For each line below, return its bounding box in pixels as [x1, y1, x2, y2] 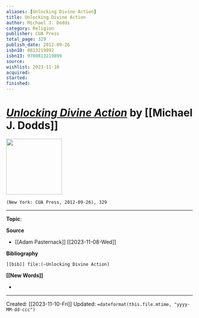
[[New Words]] [6, 272, 43, 279]
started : [6, 75, 28, 81]
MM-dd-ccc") [6, 307, 36, 313]
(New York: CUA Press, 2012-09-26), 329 [6, 199, 108, 205]
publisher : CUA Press [6, 31, 60, 37]
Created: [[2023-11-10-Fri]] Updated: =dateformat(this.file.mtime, [6, 300, 172, 307]
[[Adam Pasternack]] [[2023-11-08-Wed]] [14, 238, 117, 245]
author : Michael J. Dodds [6, 20, 70, 26]
